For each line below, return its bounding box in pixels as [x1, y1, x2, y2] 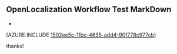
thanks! [6, 42, 25, 49]
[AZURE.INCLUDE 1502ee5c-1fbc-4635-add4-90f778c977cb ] [6, 31, 156, 38]
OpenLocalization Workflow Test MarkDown [6, 5, 172, 15]
